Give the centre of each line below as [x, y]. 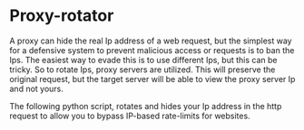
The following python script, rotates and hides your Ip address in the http [146, 106]
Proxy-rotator [62, 16]
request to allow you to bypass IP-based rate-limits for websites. [130, 116]
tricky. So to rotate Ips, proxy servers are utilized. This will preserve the [142, 70]
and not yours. [36, 88]
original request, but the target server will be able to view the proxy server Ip [152, 79]
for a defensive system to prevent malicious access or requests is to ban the [152, 50]
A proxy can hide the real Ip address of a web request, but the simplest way [151, 41]
